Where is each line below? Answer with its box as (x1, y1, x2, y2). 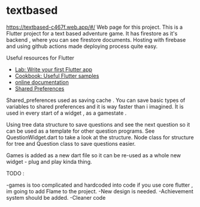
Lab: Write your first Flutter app (14, 65, 93, 73)
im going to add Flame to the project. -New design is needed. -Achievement (6, 187, 193, 195)
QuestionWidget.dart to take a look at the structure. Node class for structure (6, 133, 194, 141)
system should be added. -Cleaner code (6, 194, 106, 201)
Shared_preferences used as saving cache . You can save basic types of (6, 97, 186, 104)
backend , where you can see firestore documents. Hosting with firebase (6, 36, 186, 43)
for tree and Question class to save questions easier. (6, 140, 136, 147)
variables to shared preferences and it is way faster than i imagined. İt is (6, 103, 184, 110)
